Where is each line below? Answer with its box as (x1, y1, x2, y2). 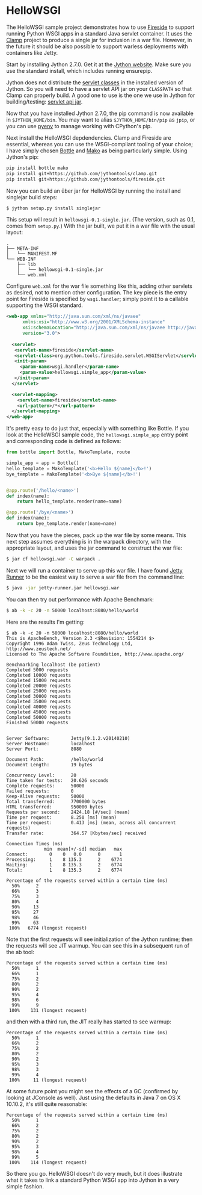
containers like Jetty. (6, 49, 58, 56)
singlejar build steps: (6, 193, 58, 200)
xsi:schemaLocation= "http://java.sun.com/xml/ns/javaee (22, 324, 165, 331)
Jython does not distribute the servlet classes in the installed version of (6, 79, 183, 86)
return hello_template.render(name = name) (17, 498, 122, 504)
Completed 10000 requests (6, 672, 71, 678)
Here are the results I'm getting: (6, 618, 85, 625)
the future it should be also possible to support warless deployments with (6, 43, 188, 50)
